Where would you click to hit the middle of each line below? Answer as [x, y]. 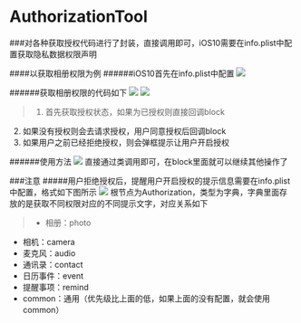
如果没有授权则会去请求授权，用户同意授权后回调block [124, 131]
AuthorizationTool [78, 17]
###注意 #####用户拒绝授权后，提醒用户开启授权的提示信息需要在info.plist [150, 180]
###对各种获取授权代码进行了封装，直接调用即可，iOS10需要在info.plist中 [147, 43]
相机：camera [49, 242]
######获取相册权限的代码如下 [68, 92]
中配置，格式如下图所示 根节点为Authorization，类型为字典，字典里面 [145, 192]
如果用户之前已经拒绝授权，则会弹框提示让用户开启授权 [126, 142]
